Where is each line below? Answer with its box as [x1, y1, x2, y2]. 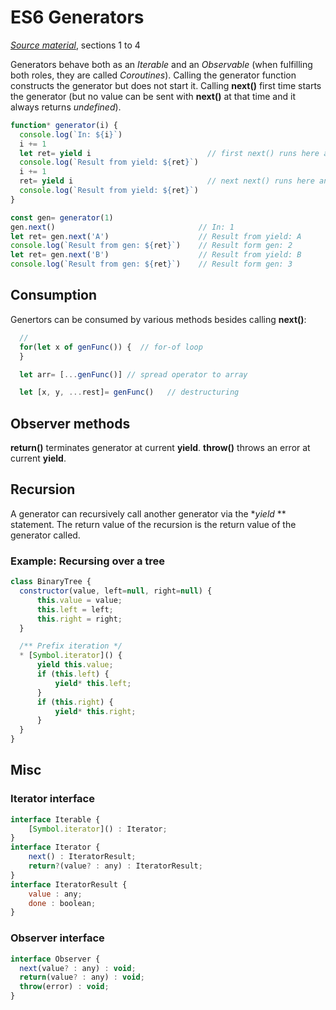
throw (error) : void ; [19, 982, 110, 992]
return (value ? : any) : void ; [19, 972, 145, 983]
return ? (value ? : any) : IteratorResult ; [28, 861, 203, 871]
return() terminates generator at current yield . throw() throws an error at [10, 442, 311, 454]
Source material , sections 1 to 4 [10, 39, 141, 51]
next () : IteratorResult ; [28, 852, 137, 862]
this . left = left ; [36, 604, 114, 615]
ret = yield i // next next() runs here [19, 176, 315, 186]
